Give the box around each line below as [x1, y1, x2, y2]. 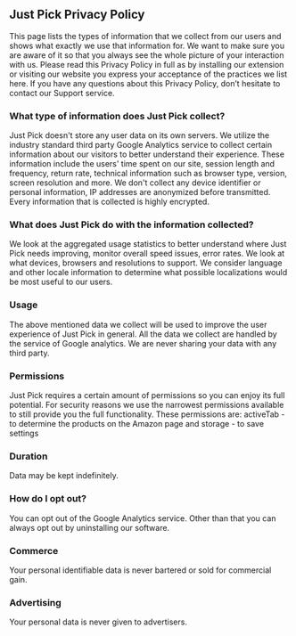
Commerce [9, 544, 59, 557]
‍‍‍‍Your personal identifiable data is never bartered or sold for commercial [9, 565, 272, 575]
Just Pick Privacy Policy [9, 7, 145, 22]
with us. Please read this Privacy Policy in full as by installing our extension [9, 59, 284, 69]
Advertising [9, 596, 62, 608]
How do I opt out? [9, 493, 87, 505]
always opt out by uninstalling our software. [9, 522, 170, 533]
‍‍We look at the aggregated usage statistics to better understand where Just [9, 239, 287, 249]
